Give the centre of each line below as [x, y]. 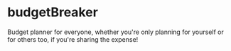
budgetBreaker [53, 12]
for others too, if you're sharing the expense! [73, 39]
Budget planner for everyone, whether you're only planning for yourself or [116, 32]
